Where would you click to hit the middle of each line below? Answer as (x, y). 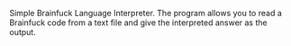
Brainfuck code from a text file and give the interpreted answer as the (138, 23)
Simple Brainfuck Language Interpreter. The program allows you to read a (145, 13)
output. (23, 32)
